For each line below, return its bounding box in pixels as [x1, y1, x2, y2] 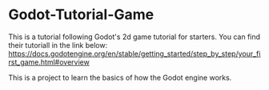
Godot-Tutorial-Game [8, 6, 155, 24]
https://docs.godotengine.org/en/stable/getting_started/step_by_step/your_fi [8, 49, 261, 58]
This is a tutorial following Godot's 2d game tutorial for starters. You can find [8, 32, 261, 41]
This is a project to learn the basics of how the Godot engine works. [8, 72, 232, 82]
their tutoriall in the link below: [8, 40, 108, 49]
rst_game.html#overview [8, 57, 90, 67]
